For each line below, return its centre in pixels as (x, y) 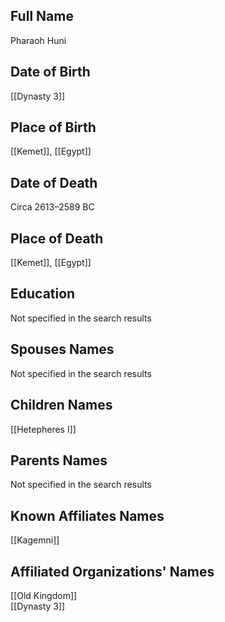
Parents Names (59, 460)
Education (43, 294)
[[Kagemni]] (35, 540)
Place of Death (57, 238)
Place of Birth (53, 127)
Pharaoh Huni (38, 40)
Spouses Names (62, 349)
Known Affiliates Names (87, 515)
